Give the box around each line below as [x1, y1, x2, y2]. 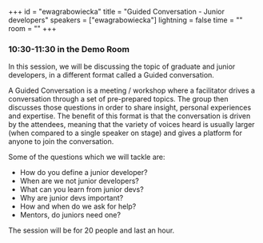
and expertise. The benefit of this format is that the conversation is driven [8, 111, 251, 121]
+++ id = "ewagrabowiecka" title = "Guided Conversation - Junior [8, 7, 225, 16]
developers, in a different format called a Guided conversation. [8, 70, 214, 80]
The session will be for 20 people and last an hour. [8, 225, 175, 235]
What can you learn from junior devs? [19, 185, 144, 194]
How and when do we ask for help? [19, 201, 137, 211]
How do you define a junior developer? [19, 168, 148, 177]
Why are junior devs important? [19, 193, 124, 203]
